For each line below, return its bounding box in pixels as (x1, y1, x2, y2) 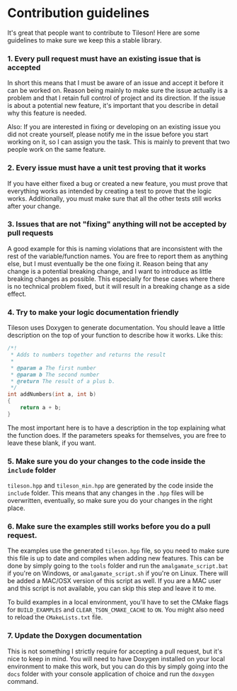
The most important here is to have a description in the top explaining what (7, 424, 226, 432)
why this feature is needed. (7, 109, 87, 118)
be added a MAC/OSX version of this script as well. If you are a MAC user (7, 577, 221, 585)
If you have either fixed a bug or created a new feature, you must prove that (7, 179, 228, 187)
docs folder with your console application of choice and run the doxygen (7, 669, 214, 678)
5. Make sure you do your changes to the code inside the (7, 456, 206, 466)
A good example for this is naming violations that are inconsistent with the (7, 244, 223, 253)
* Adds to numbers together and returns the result (10, 351, 166, 358)
